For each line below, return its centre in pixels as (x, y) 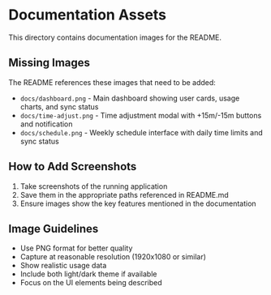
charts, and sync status (59, 106)
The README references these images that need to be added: (112, 82)
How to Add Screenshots (73, 167)
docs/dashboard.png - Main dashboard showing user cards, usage (130, 98)
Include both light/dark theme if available (88, 274)
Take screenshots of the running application (94, 186)
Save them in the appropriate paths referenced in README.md (124, 195)
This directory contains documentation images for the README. (115, 37)
